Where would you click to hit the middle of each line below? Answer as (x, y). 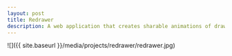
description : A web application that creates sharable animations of (109, 26)
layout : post (26, 13)
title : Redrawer (30, 20)
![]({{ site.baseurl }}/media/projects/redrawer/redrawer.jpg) (91, 46)
